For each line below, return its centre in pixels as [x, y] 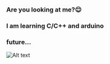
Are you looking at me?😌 [44, 10]
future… [19, 42]
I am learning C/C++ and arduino [55, 25]
